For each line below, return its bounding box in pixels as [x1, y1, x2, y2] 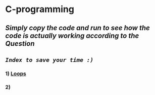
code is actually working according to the [5, 31, 139, 40]
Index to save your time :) [5, 56, 94, 63]
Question [5, 39, 35, 48]
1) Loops [5, 70, 26, 77]
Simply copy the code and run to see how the [5, 24, 150, 32]
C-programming [5, 4, 75, 15]
